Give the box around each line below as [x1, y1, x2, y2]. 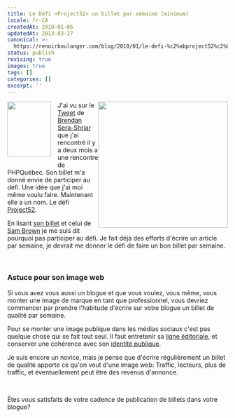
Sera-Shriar [57, 123, 91, 132]
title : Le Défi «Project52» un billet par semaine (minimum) [7, 10, 190, 18]
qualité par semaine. [7, 311, 66, 319]
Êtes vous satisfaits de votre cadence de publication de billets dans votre [7, 395, 218, 403]
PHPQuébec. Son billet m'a [7, 168, 85, 177]
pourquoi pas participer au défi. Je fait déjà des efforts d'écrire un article [7, 234, 218, 243]
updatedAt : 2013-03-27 [7, 29, 73, 37]
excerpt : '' [7, 82, 42, 89]
